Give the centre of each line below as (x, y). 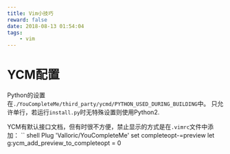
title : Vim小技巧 (30, 13)
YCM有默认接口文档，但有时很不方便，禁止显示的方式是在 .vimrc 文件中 (107, 127)
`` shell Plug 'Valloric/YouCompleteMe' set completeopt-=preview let (117, 136)
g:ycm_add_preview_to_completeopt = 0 (64, 143)
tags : (15, 33)
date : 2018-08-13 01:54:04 (46, 26)
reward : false (27, 20)
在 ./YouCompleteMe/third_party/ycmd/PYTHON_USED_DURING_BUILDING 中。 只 (112, 104)
